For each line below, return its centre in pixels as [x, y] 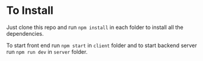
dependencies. [25, 33]
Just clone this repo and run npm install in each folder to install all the [95, 27]
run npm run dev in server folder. [47, 51]
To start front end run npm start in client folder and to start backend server [101, 45]
